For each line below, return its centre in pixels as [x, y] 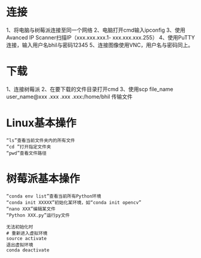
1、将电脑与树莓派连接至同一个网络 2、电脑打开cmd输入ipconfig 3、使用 [96, 30]
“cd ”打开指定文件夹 [29, 147]
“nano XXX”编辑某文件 [31, 209]
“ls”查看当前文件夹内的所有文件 [41, 140]
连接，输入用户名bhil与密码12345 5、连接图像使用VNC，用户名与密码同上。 [100, 45]
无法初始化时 [20, 227]
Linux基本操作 [41, 123]
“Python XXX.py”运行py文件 [38, 215]
